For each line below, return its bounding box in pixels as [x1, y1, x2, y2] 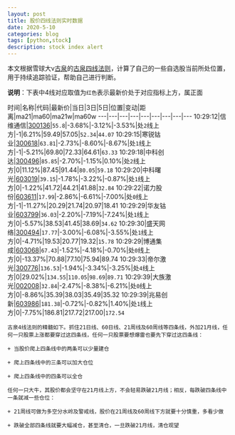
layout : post [7, 10, 46, 18]
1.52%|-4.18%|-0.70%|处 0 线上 [61, 246, 151, 254]
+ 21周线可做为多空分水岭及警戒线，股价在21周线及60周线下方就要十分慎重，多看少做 [7, 408, 224, 415]
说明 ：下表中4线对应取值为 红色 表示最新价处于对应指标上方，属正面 [7, 88, 203, 96]
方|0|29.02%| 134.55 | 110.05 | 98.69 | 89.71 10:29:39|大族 [7, 272, 165, 281]
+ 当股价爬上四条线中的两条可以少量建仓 [7, 345, 110, 352]
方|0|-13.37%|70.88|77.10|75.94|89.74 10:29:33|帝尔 [7, 255, 160, 263]
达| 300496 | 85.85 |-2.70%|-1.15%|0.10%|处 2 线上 [7, 157, 146, 165]
